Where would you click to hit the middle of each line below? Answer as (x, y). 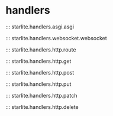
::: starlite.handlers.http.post (40, 72)
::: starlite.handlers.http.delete (42, 107)
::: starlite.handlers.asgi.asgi (40, 27)
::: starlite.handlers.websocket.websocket (56, 38)
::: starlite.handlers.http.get (38, 61)
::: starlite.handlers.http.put (38, 84)
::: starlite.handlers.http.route (41, 49)
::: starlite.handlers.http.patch (41, 95)
